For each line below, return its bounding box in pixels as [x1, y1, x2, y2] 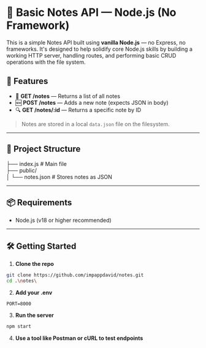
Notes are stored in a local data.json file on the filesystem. [21, 120, 170, 127]
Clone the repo [15, 260, 54, 268]
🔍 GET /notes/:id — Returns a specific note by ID [15, 106, 142, 113]
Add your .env [15, 289, 53, 296]
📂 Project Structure [6, 144, 81, 154]
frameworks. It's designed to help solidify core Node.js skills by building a [6, 45, 193, 53]
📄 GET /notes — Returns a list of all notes [15, 92, 121, 100]
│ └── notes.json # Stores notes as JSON [6, 173, 112, 180]
